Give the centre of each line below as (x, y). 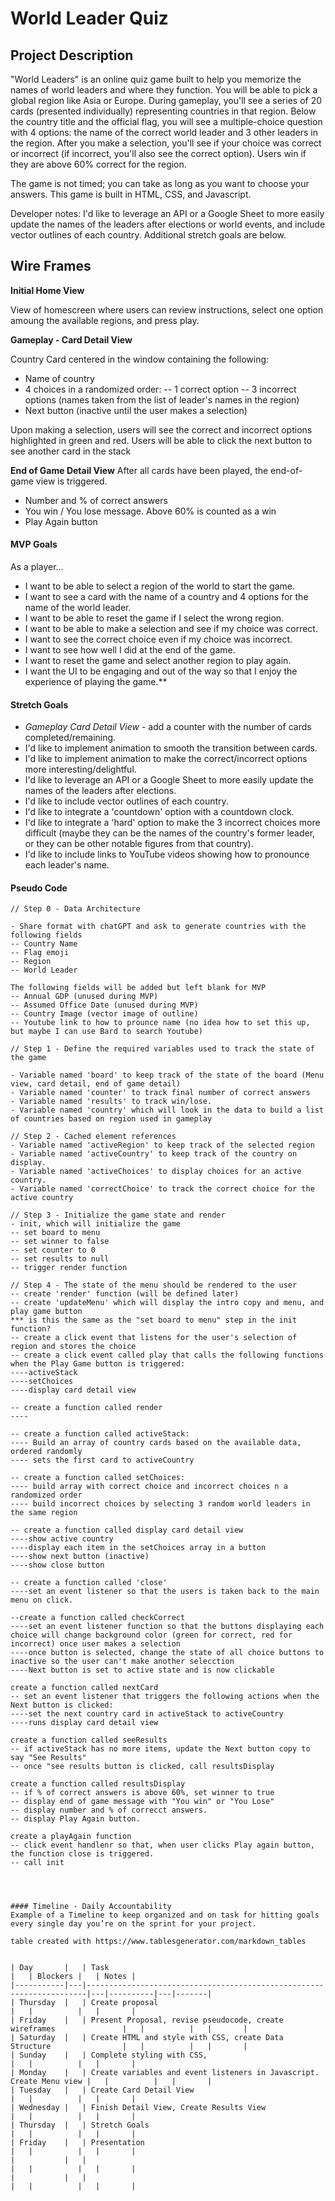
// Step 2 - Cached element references (93, 1137)
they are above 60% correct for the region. (98, 164)
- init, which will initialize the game (96, 1224)
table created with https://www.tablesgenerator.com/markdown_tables (158, 1942)
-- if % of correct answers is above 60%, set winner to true (142, 1793)
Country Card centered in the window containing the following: (140, 359)
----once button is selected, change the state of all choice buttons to (167, 1653)
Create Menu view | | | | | (111, 2082)
